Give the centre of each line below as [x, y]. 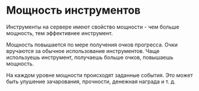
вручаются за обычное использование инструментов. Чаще [83, 51]
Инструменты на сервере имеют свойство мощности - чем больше [93, 27]
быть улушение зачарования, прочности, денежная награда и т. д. [91, 81]
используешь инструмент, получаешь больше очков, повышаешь [90, 57]
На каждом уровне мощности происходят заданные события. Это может [100, 75]
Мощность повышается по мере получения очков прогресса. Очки [92, 45]
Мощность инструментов [74, 10]
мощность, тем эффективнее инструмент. [60, 33]
